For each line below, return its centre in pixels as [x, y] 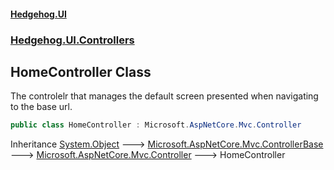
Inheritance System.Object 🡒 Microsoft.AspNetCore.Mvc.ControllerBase [167, 144]
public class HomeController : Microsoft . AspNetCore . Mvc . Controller [156, 125]
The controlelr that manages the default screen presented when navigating [164, 96]
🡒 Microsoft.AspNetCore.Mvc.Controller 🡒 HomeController [148, 155]
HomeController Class [81, 71]
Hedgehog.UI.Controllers [72, 40]
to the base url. [41, 107]
